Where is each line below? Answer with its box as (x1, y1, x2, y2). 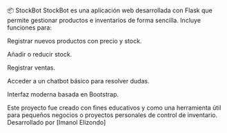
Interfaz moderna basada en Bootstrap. (7, 90, 119, 99)
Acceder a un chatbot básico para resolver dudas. (7, 77, 150, 85)
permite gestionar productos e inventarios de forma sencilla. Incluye (7, 17, 201, 24)
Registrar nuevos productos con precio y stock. (7, 37, 142, 45)
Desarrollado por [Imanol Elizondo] (7, 119, 106, 126)
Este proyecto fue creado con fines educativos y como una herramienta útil (7, 103, 221, 112)
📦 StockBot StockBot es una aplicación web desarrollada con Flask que (7, 6, 213, 14)
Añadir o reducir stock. (7, 50, 72, 58)
